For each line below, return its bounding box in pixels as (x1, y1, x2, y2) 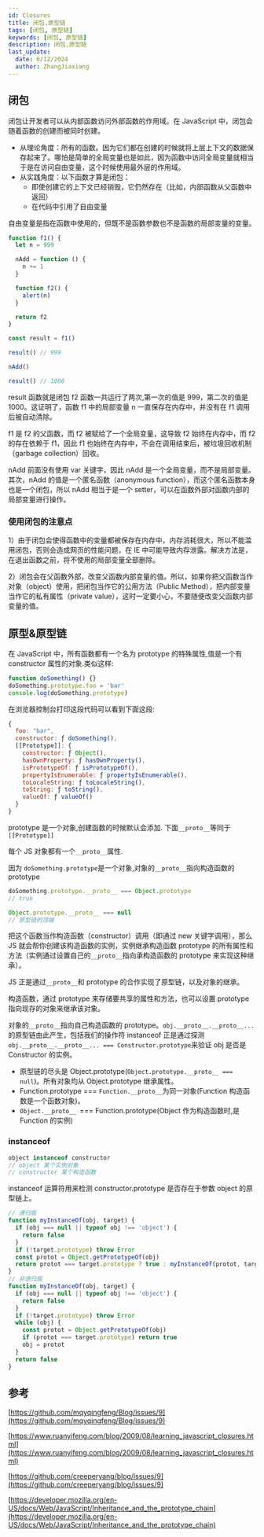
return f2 (15, 313, 47, 321)
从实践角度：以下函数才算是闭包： (19, 172, 130, 182)
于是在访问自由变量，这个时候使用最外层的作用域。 (19, 162, 185, 171)
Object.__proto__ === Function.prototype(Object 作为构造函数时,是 (19, 1106, 240, 1116)
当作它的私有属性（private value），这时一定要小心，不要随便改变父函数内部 (8, 591, 254, 601)
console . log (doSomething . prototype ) (8, 689, 128, 697)
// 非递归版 (8, 1275, 43, 1283)
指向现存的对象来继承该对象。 (8, 1004, 104, 1013)
